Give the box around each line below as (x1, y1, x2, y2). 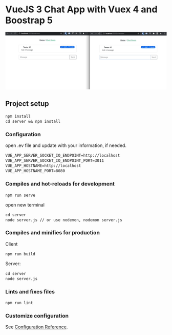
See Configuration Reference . (5, 324, 68, 330)
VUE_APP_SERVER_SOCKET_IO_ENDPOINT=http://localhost (5, 153, 120, 158)
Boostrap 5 (5, 14, 53, 26)
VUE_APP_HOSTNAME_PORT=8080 (5, 169, 66, 174)
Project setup (5, 99, 50, 108)
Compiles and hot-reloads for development (5, 180, 115, 188)
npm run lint (5, 301, 33, 306)
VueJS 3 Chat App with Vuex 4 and (5, 4, 158, 15)
